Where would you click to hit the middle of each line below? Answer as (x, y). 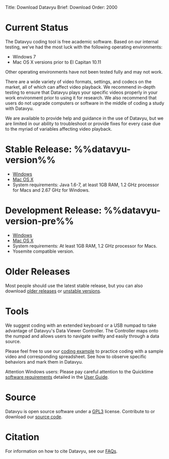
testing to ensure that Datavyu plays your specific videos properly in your (81, 92)
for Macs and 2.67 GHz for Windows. (51, 190)
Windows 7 (24, 56)
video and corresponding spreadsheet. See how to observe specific (76, 356)
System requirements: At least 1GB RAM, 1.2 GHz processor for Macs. (85, 246)
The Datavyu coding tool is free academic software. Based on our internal (82, 41)
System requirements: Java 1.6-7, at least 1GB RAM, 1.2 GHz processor (86, 185)
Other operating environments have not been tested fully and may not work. (84, 72)
